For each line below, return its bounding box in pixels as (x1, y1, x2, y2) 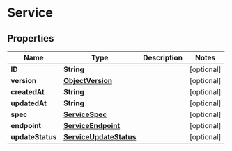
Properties (7, 33, 54, 44)
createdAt (10, 87, 45, 96)
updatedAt (10, 98, 47, 108)
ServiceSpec (63, 109, 107, 119)
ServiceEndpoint (63, 121, 121, 130)
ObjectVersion (63, 76, 113, 85)
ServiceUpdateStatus (63, 132, 137, 141)
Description (142, 53, 183, 62)
